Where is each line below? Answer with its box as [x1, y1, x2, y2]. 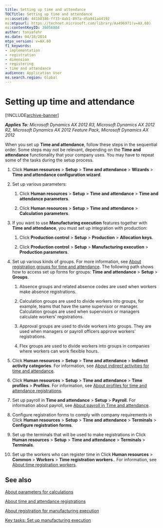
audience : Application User [5, 71, 62, 76]
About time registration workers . [12, 462, 77, 468]
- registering [5, 61, 34, 66]
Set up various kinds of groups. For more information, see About [12, 258, 141, 264]
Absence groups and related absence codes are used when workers [19, 283, 157, 289]
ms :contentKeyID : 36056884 [5, 25, 60, 30]
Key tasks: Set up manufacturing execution [5, 517, 91, 523]
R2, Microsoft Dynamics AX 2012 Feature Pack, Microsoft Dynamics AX [5, 127, 149, 133]
